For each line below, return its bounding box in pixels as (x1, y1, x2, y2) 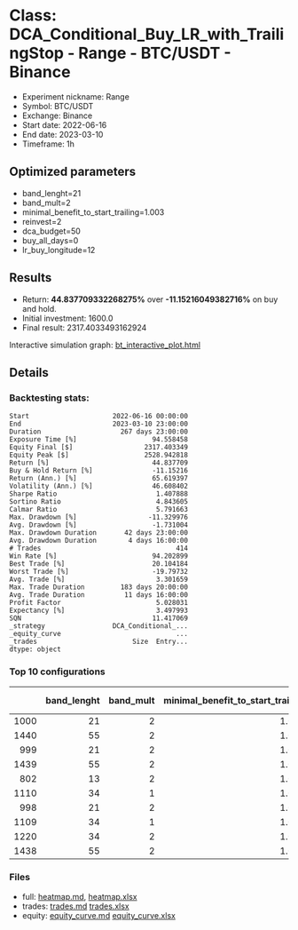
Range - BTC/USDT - (78, 44, 232, 63)
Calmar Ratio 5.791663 (9, 505, 189, 514)
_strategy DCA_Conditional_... (9, 622, 189, 631)
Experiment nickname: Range (21, 91, 130, 102)
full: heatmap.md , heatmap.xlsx (21, 891, 137, 902)
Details (9, 365, 49, 380)
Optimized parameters (9, 164, 137, 179)
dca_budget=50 (21, 226, 82, 236)
